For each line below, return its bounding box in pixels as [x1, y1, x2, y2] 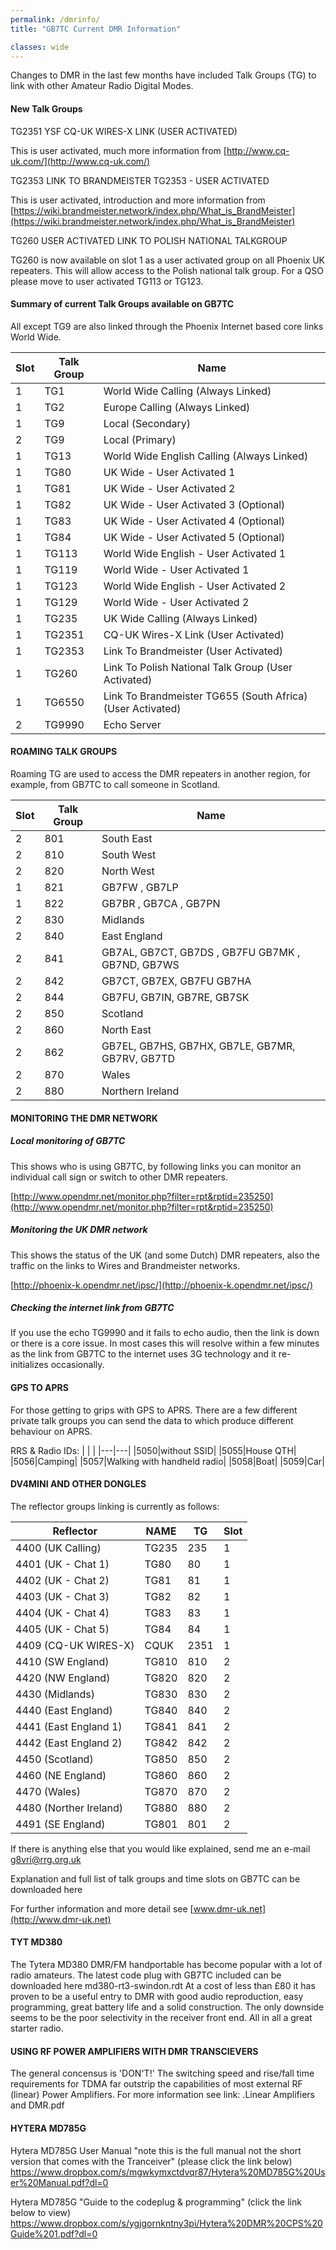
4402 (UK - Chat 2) [15, 1573, 110, 1587]
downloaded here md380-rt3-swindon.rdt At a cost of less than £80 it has [10, 1980, 316, 1992]
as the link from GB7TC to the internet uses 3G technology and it [10, 1348, 277, 1360]
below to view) [10, 2206, 72, 2218]
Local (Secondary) [103, 416, 192, 430]
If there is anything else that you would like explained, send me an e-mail [10, 1842, 311, 1855]
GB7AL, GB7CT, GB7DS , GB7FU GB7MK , [101, 945, 301, 959]
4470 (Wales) [15, 1784, 81, 1798]
